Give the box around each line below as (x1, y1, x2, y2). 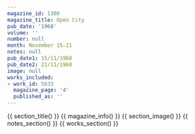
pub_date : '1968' (7, 23, 57, 30)
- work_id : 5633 (7, 80, 54, 87)
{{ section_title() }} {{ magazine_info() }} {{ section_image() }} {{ (7, 112, 188, 120)
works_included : (7, 74, 54, 81)
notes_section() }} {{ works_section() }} (7, 120, 119, 127)
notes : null (7, 49, 41, 56)
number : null (7, 36, 45, 43)
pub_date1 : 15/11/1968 (7, 55, 72, 62)
